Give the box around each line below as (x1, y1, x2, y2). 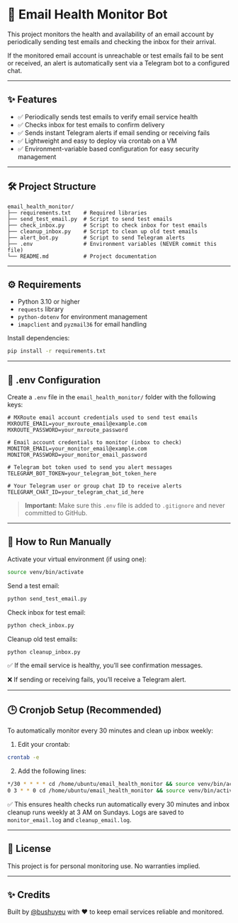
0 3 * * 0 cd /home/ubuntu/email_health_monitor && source (7, 787, 186, 794)
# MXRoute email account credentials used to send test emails (7, 414, 198, 421)
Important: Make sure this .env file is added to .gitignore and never (24, 501, 225, 510)
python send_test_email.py (7, 595, 87, 603)
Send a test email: (7, 581, 60, 590)
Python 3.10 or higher (17, 298, 80, 306)
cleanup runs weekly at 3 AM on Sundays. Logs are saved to (7, 808, 184, 816)
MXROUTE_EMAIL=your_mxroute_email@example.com (7, 421, 147, 428)
